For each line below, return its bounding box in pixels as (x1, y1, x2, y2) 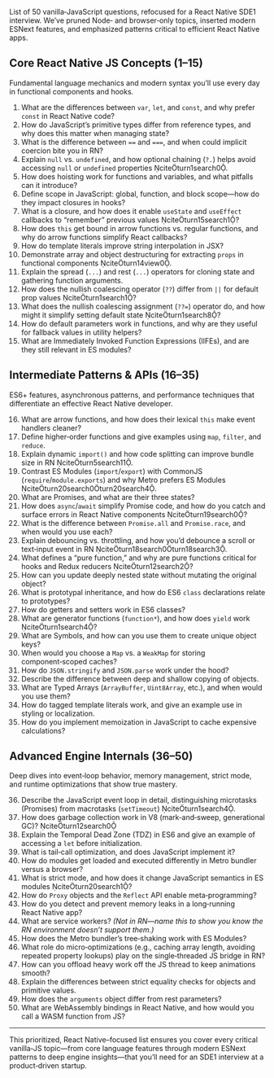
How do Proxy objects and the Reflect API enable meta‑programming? (20, 891, 257, 901)
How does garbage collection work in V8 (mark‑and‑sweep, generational (20, 813, 265, 822)
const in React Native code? (20, 111, 115, 121)
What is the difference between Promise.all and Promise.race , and (20, 518, 246, 528)
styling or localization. (20, 708, 95, 718)
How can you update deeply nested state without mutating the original (20, 570, 257, 580)
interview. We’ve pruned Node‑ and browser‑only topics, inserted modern (9, 15, 256, 25)
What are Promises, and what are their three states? (20, 492, 195, 502)
